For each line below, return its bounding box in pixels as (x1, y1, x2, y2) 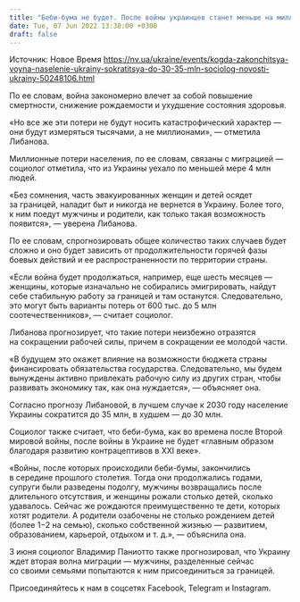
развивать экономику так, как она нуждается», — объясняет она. (9, 382, 262, 393)
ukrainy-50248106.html (9, 73, 96, 84)
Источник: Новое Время (9, 54, 102, 65)
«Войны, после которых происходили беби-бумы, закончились (9, 463, 252, 473)
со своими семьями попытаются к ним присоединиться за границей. (9, 565, 275, 576)
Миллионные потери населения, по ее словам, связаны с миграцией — (9, 154, 284, 164)
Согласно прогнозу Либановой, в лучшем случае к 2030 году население (9, 399, 288, 411)
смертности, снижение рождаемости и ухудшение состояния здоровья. (9, 100, 287, 111)
